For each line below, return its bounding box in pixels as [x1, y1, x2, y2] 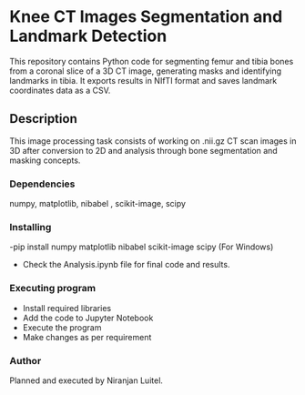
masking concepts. [9, 155, 81, 166]
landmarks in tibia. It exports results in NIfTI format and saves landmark [9, 75, 278, 86]
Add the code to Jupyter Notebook [22, 312, 154, 323]
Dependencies [9, 177, 76, 190]
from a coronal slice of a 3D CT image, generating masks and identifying [9, 66, 282, 76]
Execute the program [22, 321, 102, 333]
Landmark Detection [9, 25, 168, 46]
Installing [9, 220, 52, 233]
